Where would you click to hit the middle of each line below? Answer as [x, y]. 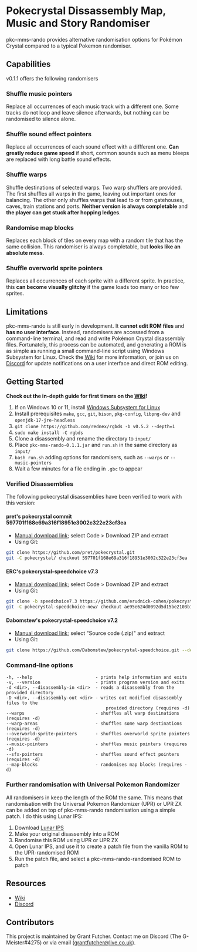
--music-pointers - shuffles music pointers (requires [97, 744]
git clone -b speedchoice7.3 [42, 601]
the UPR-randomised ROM [47, 852]
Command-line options [40, 665]
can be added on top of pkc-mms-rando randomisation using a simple [91, 810]
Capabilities [28, 64]
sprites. [15, 293]
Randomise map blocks [40, 227]
